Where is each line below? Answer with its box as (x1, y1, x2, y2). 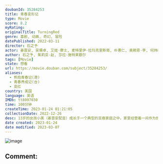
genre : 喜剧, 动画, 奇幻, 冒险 (5, 35, 63, 39)
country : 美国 (5, 89, 33, 93)
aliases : (5, 71, 23, 75)
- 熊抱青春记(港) (9, 75, 40, 80)
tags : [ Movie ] (5, 57, 34, 62)
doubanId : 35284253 (5, 7, 45, 12)
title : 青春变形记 (5, 12, 39, 17)
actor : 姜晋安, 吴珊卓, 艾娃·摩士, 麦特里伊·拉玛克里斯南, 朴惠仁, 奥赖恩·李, (5, 48, 148, 53)
